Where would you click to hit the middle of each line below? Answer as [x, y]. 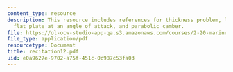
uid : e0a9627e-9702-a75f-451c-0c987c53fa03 [71, 58]
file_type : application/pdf [48, 39]
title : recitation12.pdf [43, 52]
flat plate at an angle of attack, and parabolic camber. [99, 26]
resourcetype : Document [42, 45]
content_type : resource [42, 13]
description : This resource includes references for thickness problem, [114, 20]
